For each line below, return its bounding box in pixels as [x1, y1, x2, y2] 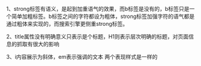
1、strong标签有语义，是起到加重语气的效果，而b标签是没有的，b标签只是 [6, 5, 190, 12]
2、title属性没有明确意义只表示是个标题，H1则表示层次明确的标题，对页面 [6, 33, 189, 40]
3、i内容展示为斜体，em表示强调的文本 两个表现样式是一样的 [6, 53, 158, 60]
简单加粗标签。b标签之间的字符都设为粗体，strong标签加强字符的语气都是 [11, 13, 195, 20]
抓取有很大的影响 [16, 41, 59, 47]
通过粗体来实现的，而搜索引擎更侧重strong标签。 [6, 20, 129, 27]
